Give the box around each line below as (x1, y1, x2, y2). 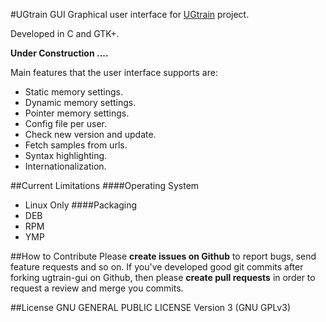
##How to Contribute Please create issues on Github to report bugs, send (10, 250, 317, 262)
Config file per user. (24, 118, 108, 129)
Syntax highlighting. (24, 150, 108, 161)
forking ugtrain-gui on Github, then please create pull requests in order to (10, 272, 316, 283)
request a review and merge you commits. (10, 282, 184, 294)
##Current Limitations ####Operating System (10, 180, 200, 191)
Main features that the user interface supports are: (10, 67, 218, 78)
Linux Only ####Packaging (24, 199, 138, 211)
